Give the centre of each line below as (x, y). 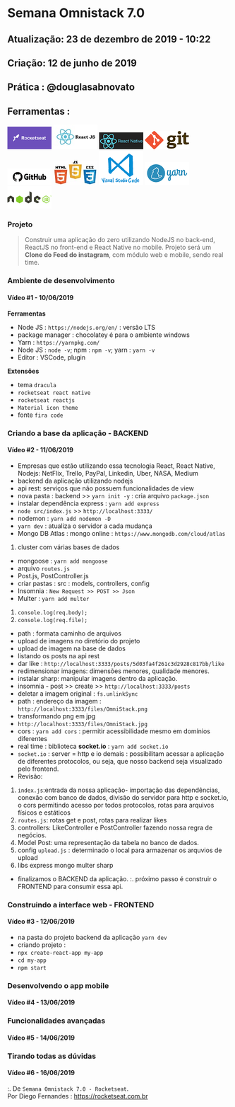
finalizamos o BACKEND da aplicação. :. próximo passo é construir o (117, 878)
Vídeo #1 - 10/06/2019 (41, 297)
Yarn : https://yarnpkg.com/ (59, 342)
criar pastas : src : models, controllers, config (83, 583)
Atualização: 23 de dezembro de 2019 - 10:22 (109, 39)
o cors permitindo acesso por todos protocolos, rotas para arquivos (116, 805)
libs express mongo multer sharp (65, 865)
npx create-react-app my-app (60, 953)
